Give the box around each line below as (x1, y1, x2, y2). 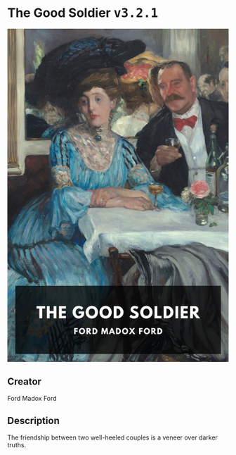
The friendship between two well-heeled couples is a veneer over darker (7, 433, 218, 442)
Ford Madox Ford (7, 394, 58, 403)
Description (7, 414, 60, 427)
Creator (7, 375, 42, 388)
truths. (7, 441, 27, 449)
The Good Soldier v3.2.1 (7, 5, 159, 21)
